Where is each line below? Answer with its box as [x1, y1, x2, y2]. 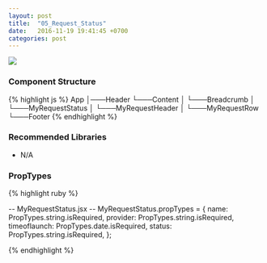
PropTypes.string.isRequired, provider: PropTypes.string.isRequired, [8, 213, 235, 223]
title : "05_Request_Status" [8, 19, 107, 27]
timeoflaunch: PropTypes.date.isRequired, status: [8, 221, 172, 231]
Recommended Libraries [8, 131, 107, 143]
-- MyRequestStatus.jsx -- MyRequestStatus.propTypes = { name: [8, 204, 229, 214]
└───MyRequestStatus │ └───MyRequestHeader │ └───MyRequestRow [8, 102, 259, 113]
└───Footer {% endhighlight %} [8, 111, 118, 121]
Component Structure [8, 76, 96, 87]
